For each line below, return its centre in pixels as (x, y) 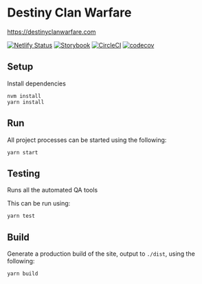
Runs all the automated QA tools (53, 190)
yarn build (23, 274)
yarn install (26, 102)
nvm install (24, 96)
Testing (24, 173)
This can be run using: (39, 203)
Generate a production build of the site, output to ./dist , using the (101, 254)
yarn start (23, 152)
